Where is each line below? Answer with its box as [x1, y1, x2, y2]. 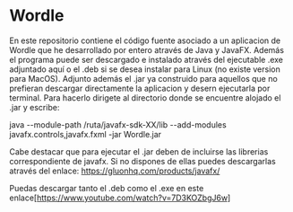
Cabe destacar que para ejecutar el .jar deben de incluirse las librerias [9, 146, 269, 157]
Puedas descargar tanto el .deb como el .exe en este [9, 182, 204, 193]
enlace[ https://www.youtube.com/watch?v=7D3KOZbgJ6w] [9, 192, 231, 203]
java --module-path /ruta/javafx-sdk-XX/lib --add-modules [9, 119, 227, 130]
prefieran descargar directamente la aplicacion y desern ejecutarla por [9, 83, 271, 93]
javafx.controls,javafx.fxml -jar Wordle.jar [9, 128, 162, 139]
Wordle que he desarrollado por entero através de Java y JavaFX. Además [9, 44, 285, 55]
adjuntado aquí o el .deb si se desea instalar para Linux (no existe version [9, 64, 280, 75]
